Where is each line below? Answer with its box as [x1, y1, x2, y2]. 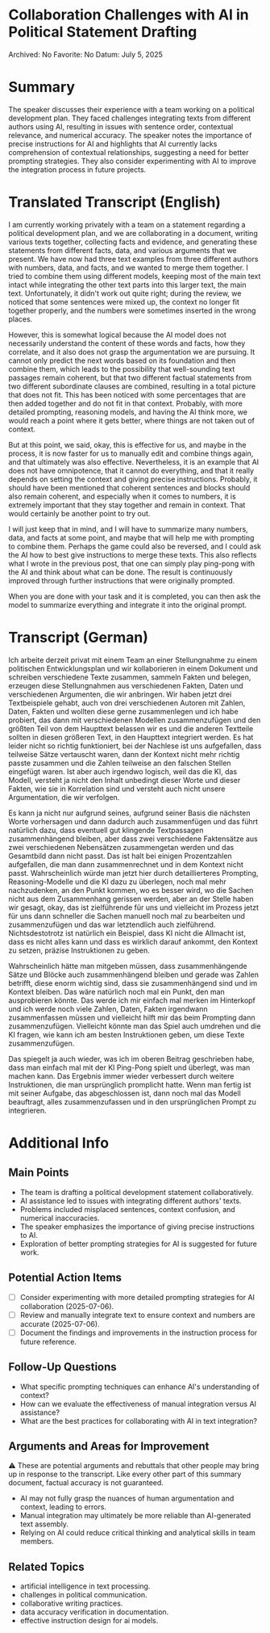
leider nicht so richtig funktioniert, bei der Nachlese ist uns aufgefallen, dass [8, 741, 262, 751]
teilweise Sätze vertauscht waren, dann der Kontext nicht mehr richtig [8, 749, 240, 759]
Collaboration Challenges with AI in [8, 6, 250, 24]
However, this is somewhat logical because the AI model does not [8, 330, 227, 339]
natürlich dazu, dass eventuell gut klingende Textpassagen [8, 825, 204, 835]
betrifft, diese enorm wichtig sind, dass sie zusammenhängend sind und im [8, 978, 258, 987]
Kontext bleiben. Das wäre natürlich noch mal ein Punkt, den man [8, 987, 226, 996]
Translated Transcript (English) [8, 193, 222, 212]
